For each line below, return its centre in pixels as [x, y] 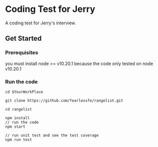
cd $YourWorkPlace [24, 92]
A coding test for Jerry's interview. [40, 23]
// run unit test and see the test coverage [52, 135]
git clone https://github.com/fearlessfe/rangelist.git [64, 100]
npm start [15, 127]
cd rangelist [19, 109]
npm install [17, 118]
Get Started [23, 38]
